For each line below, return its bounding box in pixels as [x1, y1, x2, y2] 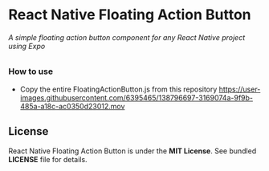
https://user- [218, 84, 261, 94]
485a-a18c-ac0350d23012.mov [19, 101, 125, 111]
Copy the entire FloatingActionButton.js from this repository [19, 84, 218, 94]
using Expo [8, 41, 46, 51]
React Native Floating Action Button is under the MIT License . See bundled [8, 146, 257, 156]
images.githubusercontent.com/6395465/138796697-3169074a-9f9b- [19, 92, 254, 102]
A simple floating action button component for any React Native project [8, 32, 246, 42]
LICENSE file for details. [8, 154, 88, 164]
